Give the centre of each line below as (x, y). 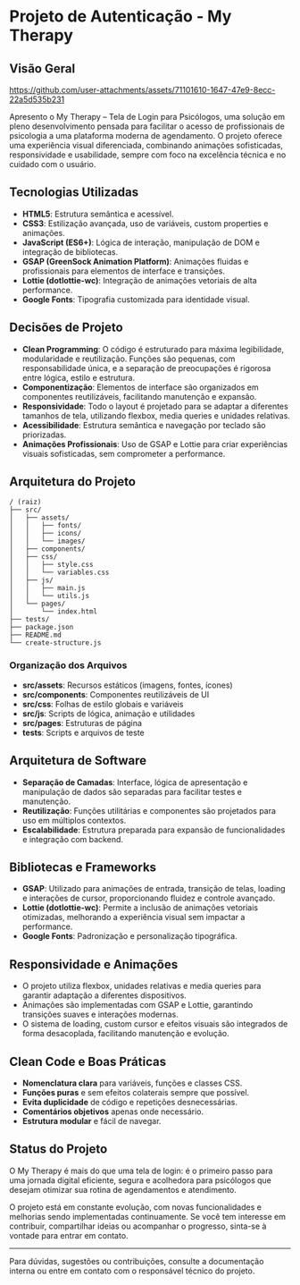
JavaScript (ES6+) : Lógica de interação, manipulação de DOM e (141, 242)
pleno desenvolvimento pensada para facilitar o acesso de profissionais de (147, 126)
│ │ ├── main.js (48, 588)
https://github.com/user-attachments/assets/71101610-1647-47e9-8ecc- (142, 90)
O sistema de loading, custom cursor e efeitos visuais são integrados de (155, 1024)
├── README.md (36, 635)
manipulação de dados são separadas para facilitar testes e (132, 791)
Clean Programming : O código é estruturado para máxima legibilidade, (153, 349)
